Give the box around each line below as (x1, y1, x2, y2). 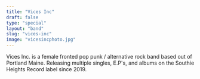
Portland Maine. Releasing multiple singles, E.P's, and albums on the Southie (6, 59, 195, 66)
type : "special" (6, 20, 47, 26)
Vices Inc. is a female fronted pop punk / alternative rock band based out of (6, 53, 192, 60)
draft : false (6, 14, 39, 20)
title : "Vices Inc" (6, 8, 55, 15)
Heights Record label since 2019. (6, 66, 87, 72)
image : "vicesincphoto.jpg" (6, 37, 76, 42)
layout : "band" (6, 25, 44, 32)
